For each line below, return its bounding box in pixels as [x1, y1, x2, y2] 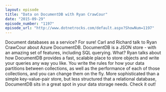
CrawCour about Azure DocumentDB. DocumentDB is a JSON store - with [5, 45, 157, 50]
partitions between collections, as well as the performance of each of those [5, 65, 160, 72]
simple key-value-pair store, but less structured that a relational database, [5, 76, 157, 82]
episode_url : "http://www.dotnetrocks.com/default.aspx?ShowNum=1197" [5, 26, 155, 31]
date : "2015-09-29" [5, 16, 46, 21]
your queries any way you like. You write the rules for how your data [5, 60, 145, 66]
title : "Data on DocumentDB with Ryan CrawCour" [5, 12, 108, 17]
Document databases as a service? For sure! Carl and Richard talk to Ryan [5, 39, 157, 45]
